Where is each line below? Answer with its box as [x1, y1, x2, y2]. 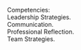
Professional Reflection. [7, 27, 74, 36]
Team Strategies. [7, 35, 56, 43]
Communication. [7, 21, 54, 28]
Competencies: [7, 6, 50, 14]
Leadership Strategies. [7, 13, 71, 21]
